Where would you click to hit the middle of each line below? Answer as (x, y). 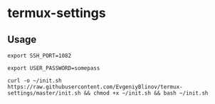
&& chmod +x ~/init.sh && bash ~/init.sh (146, 93)
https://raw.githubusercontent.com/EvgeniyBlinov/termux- (95, 87)
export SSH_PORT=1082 (40, 56)
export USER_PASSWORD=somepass (54, 68)
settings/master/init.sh (44, 93)
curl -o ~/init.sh (35, 80)
